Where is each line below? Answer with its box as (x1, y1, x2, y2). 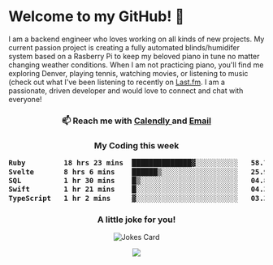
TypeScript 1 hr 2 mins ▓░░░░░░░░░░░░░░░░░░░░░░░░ (8, 194, 239, 203)
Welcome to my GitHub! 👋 (8, 7, 185, 26)
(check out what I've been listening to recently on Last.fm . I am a (8, 77, 225, 87)
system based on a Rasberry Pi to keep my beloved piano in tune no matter (8, 51, 260, 61)
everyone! (8, 94, 42, 104)
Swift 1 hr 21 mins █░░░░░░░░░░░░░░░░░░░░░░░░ (8, 185, 239, 194)
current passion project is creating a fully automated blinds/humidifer (8, 42, 240, 52)
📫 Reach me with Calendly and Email (62, 115, 211, 126)
